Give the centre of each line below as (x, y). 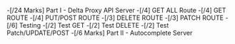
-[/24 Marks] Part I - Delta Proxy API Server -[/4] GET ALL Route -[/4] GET (116, 10)
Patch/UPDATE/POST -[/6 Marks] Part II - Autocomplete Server (100, 33)
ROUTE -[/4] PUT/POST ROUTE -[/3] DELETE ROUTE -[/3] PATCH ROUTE (115, 18)
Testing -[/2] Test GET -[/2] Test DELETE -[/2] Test (94, 25)
